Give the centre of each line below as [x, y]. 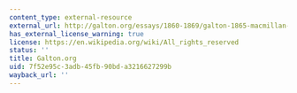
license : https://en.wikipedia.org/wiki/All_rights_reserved [124, 42]
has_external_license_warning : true [76, 34]
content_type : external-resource [71, 17]
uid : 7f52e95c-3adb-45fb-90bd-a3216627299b [91, 67]
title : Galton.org [43, 58]
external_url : [35, 26]
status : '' [29, 50]
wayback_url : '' [39, 75]
